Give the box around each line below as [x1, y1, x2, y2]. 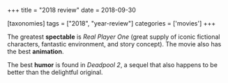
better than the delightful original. [7, 68, 103, 76]
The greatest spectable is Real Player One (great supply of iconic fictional [7, 33, 220, 41]
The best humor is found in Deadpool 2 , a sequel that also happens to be [7, 61, 218, 68]
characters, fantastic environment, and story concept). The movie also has [7, 40, 222, 48]
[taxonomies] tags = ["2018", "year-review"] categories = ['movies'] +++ [7, 19, 216, 27]
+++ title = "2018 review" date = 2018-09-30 [7, 6, 136, 14]
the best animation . [7, 48, 64, 55]
